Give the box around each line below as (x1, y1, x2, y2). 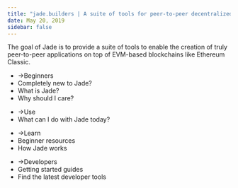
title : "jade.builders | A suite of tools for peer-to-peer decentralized (7, 10, 233, 18)
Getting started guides (17, 165, 84, 174)
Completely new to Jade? (17, 79, 92, 88)
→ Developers (17, 158, 58, 166)
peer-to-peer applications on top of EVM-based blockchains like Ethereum (7, 50, 225, 59)
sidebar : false (7, 23, 52, 30)
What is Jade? (17, 86, 59, 95)
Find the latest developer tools (17, 172, 106, 181)
